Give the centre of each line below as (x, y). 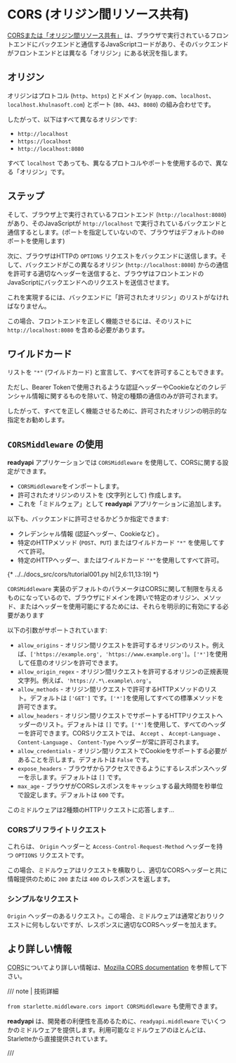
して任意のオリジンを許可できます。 (69, 663)
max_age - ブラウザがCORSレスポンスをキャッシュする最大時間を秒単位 (120, 786)
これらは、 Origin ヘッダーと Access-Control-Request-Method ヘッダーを (112, 847)
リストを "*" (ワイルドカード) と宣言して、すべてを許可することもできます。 (117, 372)
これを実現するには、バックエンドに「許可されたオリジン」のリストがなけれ (118, 297)
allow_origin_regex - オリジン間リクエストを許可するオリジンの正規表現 (123, 672)
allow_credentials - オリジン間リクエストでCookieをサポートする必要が (122, 751)
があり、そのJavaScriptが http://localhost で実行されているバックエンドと (117, 223)
